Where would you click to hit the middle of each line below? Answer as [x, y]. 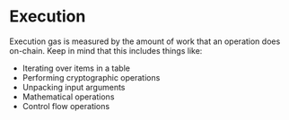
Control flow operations [66, 106]
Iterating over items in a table [76, 68]
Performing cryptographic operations [91, 77]
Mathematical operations [68, 97]
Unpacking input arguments [74, 87]
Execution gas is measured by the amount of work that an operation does [145, 41]
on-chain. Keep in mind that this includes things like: [106, 50]
